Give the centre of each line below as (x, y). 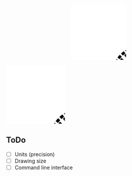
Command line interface (44, 167)
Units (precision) (35, 154)
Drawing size (31, 161)
